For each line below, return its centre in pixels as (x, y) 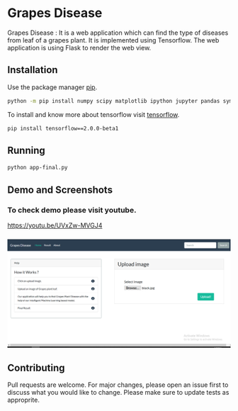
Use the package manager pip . (52, 87)
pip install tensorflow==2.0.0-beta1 (63, 128)
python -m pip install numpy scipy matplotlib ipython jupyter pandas (114, 101)
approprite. (24, 400)
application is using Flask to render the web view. (79, 47)
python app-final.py (38, 168)
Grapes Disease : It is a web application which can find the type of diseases (118, 33)
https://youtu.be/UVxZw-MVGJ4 (55, 225)
